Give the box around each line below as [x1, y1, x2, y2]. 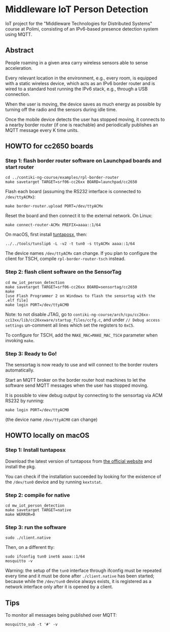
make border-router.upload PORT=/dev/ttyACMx [5, 204, 103, 209]
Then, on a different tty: [5, 544, 55, 550]
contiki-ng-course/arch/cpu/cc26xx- [73, 312, 151, 317]
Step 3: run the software [5, 523, 66, 531]
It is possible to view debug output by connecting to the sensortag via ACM [5, 392, 163, 399]
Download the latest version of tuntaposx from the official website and [5, 458, 152, 464]
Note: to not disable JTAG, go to [5, 311, 72, 317]
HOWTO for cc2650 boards [5, 142, 94, 151]
